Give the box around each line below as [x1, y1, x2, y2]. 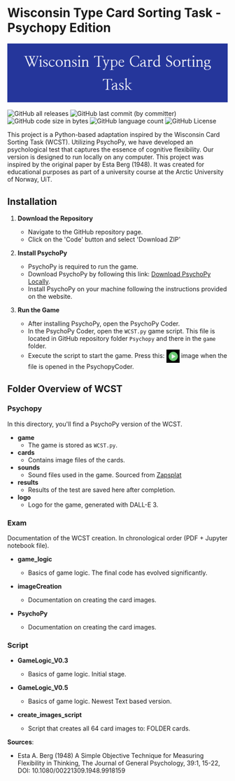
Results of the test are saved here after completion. [27, 486, 176, 494]
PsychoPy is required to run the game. [27, 262, 138, 271]
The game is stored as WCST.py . [27, 441, 117, 449]
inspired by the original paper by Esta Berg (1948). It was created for [7, 160, 205, 169]
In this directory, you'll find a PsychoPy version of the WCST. [7, 420, 183, 428]
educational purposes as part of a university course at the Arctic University [7, 168, 224, 176]
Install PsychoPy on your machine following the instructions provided [27, 285, 227, 293]
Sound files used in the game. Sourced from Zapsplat [27, 470, 182, 479]
